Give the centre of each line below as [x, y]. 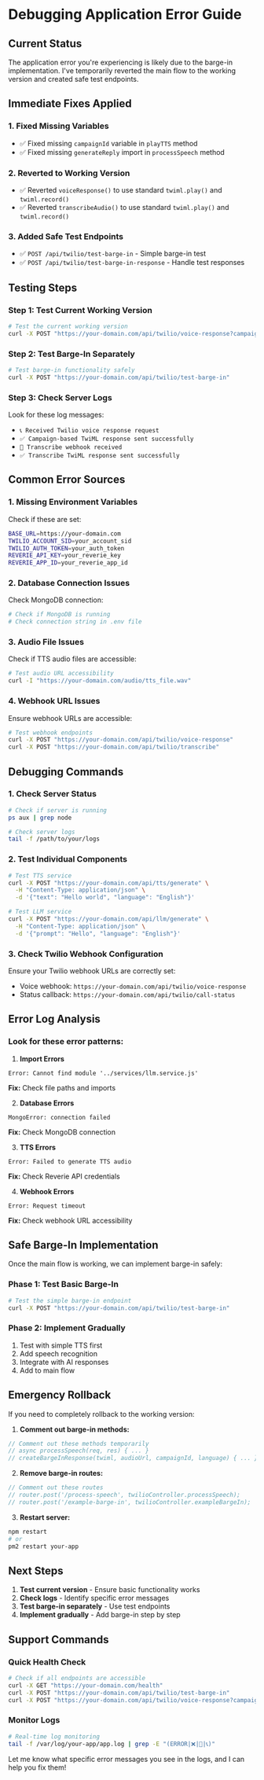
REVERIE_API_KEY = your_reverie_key [65, 556]
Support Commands [59, 1640]
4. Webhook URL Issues [54, 701]
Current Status [45, 44]
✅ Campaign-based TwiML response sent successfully [106, 439]
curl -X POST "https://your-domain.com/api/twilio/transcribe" [114, 747]
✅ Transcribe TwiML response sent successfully [99, 456]
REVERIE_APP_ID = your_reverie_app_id [68, 563]
